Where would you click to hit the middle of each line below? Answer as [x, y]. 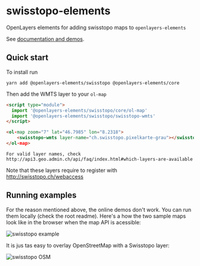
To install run [22, 72]
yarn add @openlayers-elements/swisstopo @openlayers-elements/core [93, 83]
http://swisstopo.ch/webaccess [45, 176]
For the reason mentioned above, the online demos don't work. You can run [99, 209]
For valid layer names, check [44, 154]
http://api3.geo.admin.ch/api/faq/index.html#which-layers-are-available [100, 159]
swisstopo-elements [58, 11]
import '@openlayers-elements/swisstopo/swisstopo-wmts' [84, 116]
